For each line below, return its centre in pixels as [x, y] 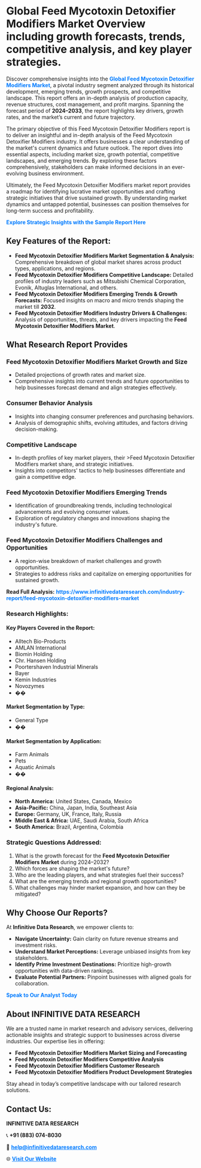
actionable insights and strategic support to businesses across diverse [93, 1035]
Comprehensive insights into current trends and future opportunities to [102, 381]
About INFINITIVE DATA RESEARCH [73, 1014]
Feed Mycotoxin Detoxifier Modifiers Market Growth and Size [97, 362]
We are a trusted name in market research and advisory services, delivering [100, 1029]
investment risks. [36, 945]
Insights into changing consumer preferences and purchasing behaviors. [104, 416]
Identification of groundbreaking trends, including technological [93, 505]
